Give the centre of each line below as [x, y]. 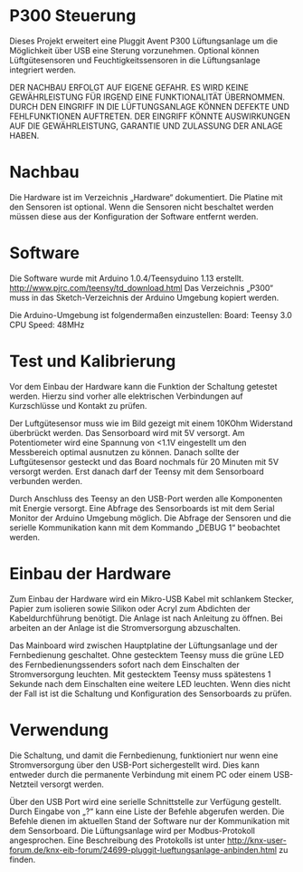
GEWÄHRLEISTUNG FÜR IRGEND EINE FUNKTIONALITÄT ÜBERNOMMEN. [147, 97]
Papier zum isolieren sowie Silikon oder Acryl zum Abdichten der [130, 608]
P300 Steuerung [73, 16]
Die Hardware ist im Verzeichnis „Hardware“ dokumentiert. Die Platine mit [146, 197]
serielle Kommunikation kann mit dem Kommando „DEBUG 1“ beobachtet [145, 528]
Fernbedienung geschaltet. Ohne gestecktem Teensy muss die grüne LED [147, 654]
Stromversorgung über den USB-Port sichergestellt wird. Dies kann [134, 765]
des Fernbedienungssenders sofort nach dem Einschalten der [124, 664]
